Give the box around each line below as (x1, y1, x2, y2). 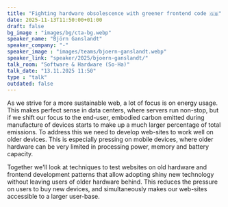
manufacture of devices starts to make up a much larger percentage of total (7, 121, 221, 129)
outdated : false (7, 80, 53, 87)
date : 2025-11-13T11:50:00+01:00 (7, 16, 103, 23)
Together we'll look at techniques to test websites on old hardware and (7, 163, 207, 171)
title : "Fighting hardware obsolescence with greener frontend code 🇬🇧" (7, 10, 222, 17)
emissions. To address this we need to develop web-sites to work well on (7, 128, 214, 136)
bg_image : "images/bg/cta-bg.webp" (7, 29, 112, 36)
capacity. (7, 150, 34, 158)
